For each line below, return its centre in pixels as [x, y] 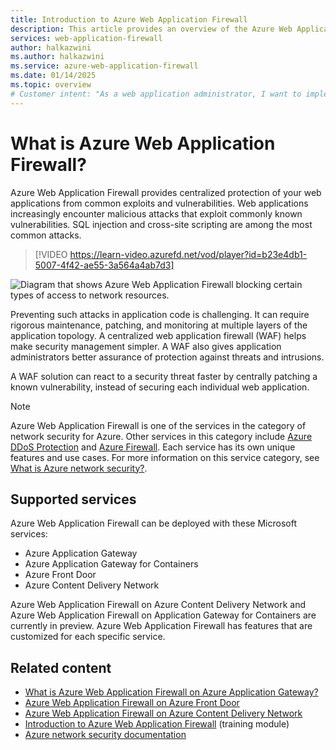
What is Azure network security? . [79, 468]
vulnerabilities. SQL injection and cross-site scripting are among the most [161, 224]
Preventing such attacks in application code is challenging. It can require [160, 314]
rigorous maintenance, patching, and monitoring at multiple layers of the [159, 325]
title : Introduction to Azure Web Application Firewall [129, 19]
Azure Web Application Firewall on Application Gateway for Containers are [163, 615]
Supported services [73, 499]
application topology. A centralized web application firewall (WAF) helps [158, 335]
